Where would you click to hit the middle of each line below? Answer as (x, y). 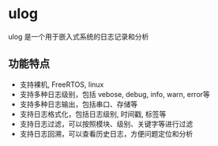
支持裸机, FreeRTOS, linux (62, 84)
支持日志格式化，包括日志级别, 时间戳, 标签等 (93, 114)
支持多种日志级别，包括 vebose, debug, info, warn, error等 (115, 94)
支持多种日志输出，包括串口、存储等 (79, 104)
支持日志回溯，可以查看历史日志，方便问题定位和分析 (106, 133)
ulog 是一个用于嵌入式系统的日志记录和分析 (79, 36)
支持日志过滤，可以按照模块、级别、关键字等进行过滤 (106, 124)
